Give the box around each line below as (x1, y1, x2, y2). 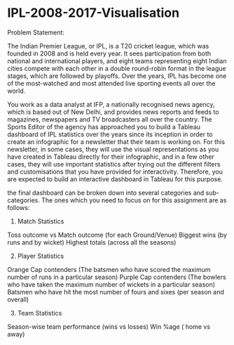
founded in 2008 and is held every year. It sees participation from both (7, 49, 212, 58)
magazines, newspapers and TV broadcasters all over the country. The (7, 115, 212, 124)
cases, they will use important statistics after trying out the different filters (7, 160, 221, 168)
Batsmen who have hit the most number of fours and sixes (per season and (7, 287, 224, 296)
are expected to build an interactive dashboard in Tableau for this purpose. (7, 174, 223, 183)
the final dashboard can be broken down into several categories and (7, 188, 205, 197)
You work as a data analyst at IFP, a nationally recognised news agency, (7, 100, 215, 108)
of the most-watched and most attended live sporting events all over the (7, 79, 216, 87)
